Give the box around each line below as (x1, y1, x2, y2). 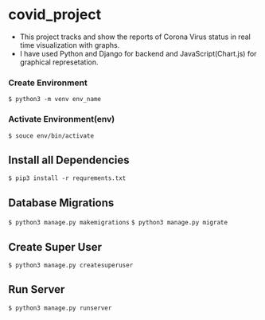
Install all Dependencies (8, 153, 130, 166)
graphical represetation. (19, 57, 99, 67)
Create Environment (8, 77, 88, 88)
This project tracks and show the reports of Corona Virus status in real (19, 32, 251, 41)
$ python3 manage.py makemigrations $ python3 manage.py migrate (8, 219, 228, 227)
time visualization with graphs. (19, 40, 120, 49)
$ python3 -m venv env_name (8, 96, 102, 103)
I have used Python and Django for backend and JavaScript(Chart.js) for (19, 49, 257, 58)
